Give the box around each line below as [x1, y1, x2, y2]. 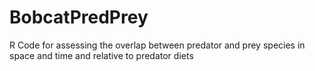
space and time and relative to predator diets [9, 49, 194, 61]
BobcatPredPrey [9, 6, 149, 29]
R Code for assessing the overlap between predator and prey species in [9, 39, 306, 51]
